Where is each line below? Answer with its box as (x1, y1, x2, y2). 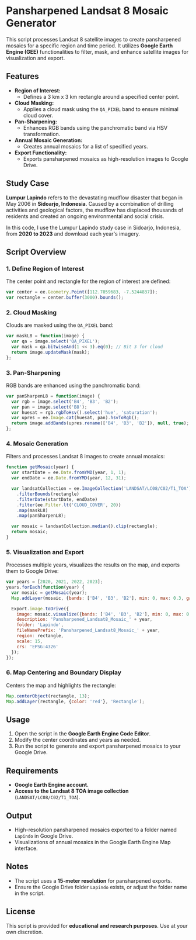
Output (6, 811, 32, 821)
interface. (14, 845, 38, 852)
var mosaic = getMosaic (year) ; (11, 589, 87, 596)
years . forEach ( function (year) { (6, 585, 85, 590)
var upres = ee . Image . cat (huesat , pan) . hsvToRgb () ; (11, 415, 140, 421)
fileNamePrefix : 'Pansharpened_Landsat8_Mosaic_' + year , (16, 627, 160, 634)
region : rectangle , (16, 633, 64, 639)
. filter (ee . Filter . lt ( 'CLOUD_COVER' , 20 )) (16, 502, 121, 508)
